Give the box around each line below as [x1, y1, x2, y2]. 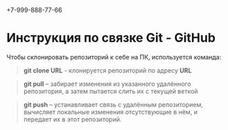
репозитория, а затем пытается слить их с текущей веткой [23, 86, 198, 95]
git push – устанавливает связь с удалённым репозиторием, [23, 100, 204, 109]
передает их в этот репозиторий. [23, 115, 122, 123]
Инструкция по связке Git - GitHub [6, 30, 216, 46]
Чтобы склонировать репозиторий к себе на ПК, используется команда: [6, 53, 222, 61]
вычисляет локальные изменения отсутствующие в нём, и [23, 107, 198, 116]
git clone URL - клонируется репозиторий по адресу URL [23, 66, 192, 75]
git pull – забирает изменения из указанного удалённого [23, 80, 191, 88]
